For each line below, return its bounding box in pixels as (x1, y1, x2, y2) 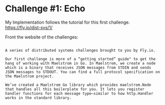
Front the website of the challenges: (5, 34, 79, 40)
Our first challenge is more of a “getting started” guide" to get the (5, 56, 156, 62)
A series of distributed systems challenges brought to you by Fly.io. (5, 48, 156, 53)
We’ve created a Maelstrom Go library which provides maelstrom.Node (5, 82, 152, 87)
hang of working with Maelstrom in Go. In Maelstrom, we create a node (5, 61, 156, 66)
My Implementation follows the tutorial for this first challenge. (5, 19, 130, 25)
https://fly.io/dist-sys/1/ (5, 24, 53, 30)
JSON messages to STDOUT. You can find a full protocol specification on (5, 70, 161, 74)
